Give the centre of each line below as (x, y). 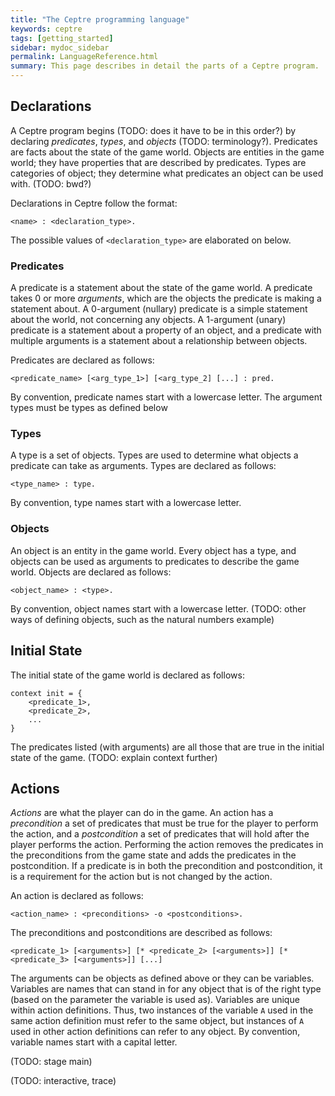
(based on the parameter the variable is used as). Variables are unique (155, 1000)
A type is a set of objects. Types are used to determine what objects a (154, 455)
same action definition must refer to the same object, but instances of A (157, 1021)
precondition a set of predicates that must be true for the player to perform (164, 823)
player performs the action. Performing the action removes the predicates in (167, 845)
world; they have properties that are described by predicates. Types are (158, 162)
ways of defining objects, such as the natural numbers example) (142, 619)
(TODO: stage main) (51, 1062)
